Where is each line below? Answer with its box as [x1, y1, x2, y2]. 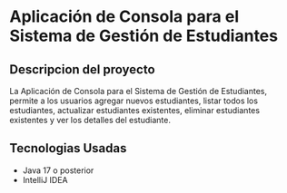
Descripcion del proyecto [9, 62, 156, 77]
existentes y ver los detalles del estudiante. [9, 115, 171, 125]
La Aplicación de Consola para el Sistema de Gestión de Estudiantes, [9, 86, 268, 96]
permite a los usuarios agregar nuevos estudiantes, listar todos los [9, 95, 259, 106]
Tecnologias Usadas [9, 140, 127, 156]
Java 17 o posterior [22, 165, 94, 176]
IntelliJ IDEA [22, 174, 68, 185]
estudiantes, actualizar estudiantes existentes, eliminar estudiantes [9, 105, 261, 115]
